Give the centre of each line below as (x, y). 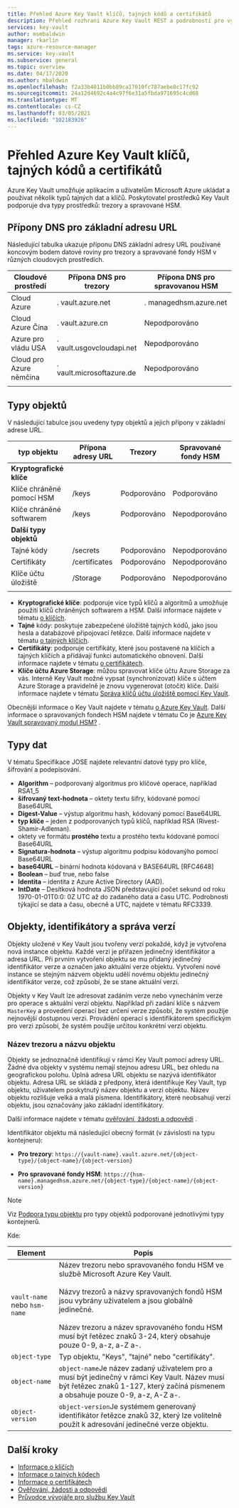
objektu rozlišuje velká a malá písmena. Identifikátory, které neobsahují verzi (119, 1098)
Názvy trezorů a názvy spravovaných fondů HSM (140, 1292)
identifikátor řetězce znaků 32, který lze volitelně (140, 1415)
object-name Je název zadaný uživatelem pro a (136, 1368)
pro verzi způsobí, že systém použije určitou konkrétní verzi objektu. (107, 1025)
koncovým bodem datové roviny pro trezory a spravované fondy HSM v (112, 252)
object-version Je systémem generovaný (128, 1407)
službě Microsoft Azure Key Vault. (115, 1274)
